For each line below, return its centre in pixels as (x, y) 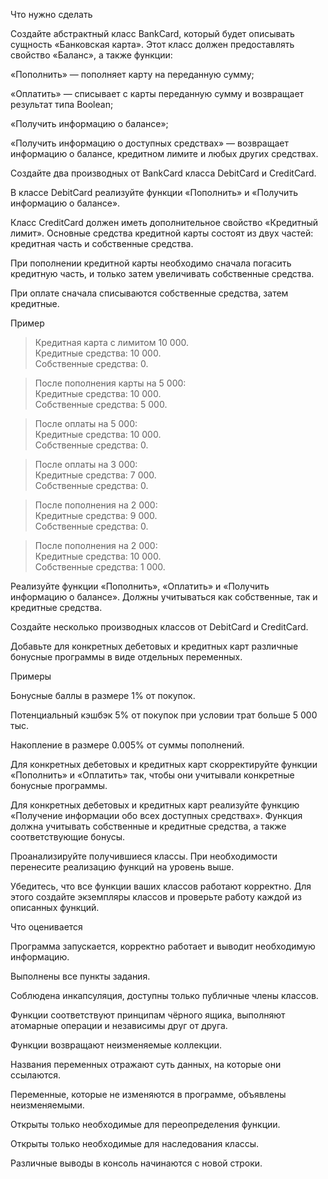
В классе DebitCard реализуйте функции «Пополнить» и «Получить (154, 192)
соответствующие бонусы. (67, 837)
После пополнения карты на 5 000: (110, 383)
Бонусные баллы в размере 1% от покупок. (103, 695)
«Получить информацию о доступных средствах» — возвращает (149, 143)
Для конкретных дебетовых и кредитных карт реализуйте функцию (155, 805)
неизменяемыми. (47, 1105)
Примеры (31, 676)
